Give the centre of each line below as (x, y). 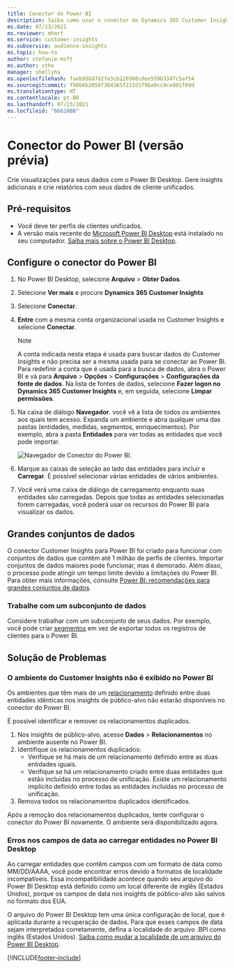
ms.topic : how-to (32, 53)
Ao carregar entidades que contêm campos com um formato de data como (115, 864)
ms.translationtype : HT (42, 91)
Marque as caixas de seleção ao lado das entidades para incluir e (111, 469)
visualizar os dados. (46, 512)
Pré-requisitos (39, 209)
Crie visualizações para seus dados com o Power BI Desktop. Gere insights (115, 179)
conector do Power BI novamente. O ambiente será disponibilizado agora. (113, 822)
